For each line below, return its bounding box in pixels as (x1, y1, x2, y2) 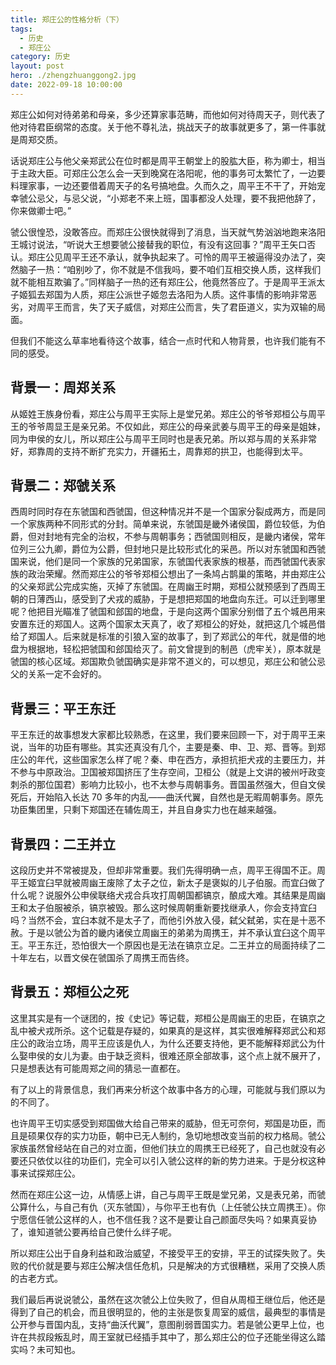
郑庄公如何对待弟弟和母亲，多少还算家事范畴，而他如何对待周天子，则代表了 (10, 108, 326, 120)
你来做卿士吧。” (10, 204, 72, 216)
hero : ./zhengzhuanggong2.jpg (10, 71, 137, 81)
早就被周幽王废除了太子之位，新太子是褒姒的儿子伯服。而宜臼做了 (53, 877, 326, 888)
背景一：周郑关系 (10, 379, 116, 396)
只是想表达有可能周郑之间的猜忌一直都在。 (10, 1062, 186, 1074)
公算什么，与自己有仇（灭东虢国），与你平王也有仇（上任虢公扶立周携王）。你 (10, 1201, 326, 1213)
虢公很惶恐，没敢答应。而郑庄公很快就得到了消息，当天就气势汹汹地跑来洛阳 (10, 226, 326, 238)
